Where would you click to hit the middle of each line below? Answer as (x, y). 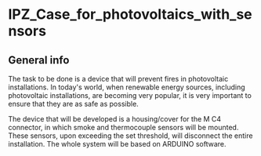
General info (39, 60)
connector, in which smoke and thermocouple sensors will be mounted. (123, 127)
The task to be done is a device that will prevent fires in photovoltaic (118, 79)
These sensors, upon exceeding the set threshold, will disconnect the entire (130, 136)
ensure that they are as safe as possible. (73, 104)
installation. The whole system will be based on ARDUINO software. (117, 144)
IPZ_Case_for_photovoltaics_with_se (130, 15)
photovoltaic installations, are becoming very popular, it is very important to (130, 95)
